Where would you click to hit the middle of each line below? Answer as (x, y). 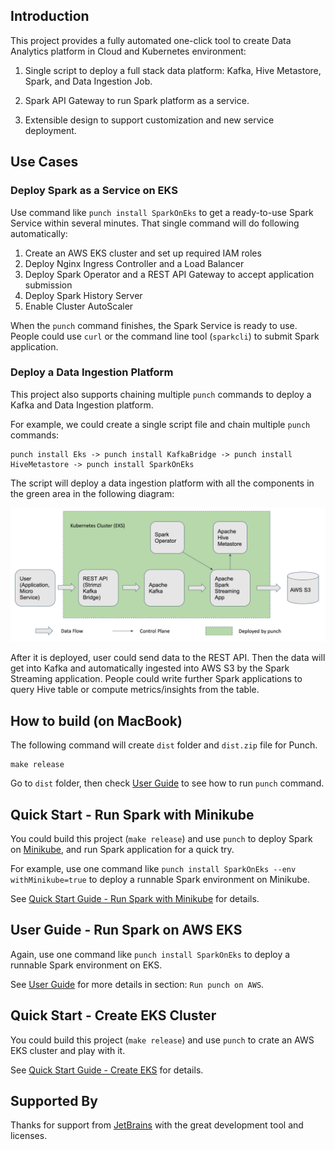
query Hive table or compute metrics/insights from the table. (135, 690)
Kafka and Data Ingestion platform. (82, 405)
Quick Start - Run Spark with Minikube (132, 814)
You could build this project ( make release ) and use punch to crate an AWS (162, 1040)
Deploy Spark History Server (83, 295)
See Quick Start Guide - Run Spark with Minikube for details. (135, 899)
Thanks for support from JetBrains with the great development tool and (157, 1125)
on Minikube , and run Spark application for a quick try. (122, 850)
